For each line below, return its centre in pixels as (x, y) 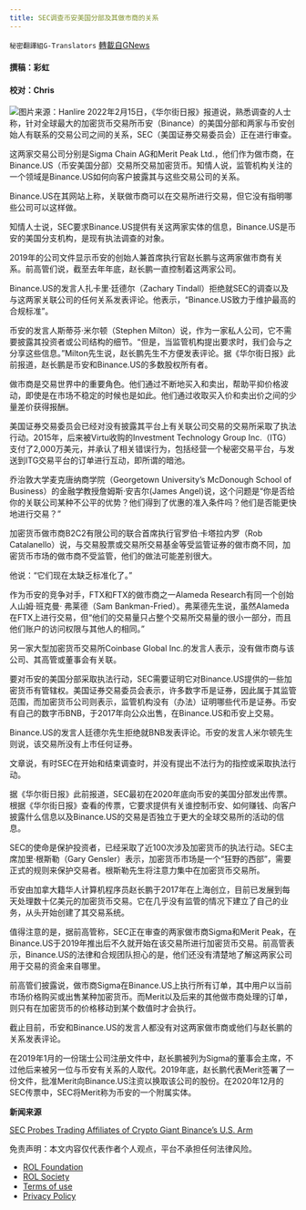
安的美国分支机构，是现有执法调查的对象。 (89, 239)
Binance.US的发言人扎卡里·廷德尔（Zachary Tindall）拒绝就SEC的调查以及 (149, 289)
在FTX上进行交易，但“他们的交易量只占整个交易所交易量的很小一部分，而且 (151, 618)
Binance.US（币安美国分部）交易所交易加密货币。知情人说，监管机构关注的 (151, 166)
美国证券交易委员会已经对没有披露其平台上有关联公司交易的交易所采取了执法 (153, 426)
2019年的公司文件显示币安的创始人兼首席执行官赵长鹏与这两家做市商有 (142, 258)
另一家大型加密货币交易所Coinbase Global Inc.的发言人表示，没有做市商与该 (152, 649)
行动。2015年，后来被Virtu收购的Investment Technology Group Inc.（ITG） (150, 437)
